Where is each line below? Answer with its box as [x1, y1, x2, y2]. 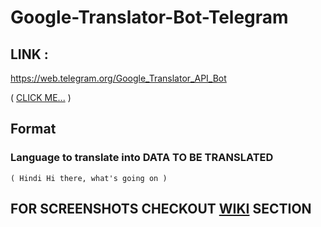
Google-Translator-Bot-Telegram [10, 6, 289, 29]
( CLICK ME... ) [10, 92, 72, 103]
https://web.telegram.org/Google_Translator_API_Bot [10, 72, 227, 84]
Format [10, 121, 57, 138]
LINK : [10, 46, 49, 63]
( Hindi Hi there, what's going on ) [10, 173, 168, 183]
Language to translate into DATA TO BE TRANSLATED [10, 151, 274, 165]
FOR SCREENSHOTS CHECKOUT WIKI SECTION [10, 201, 312, 218]
